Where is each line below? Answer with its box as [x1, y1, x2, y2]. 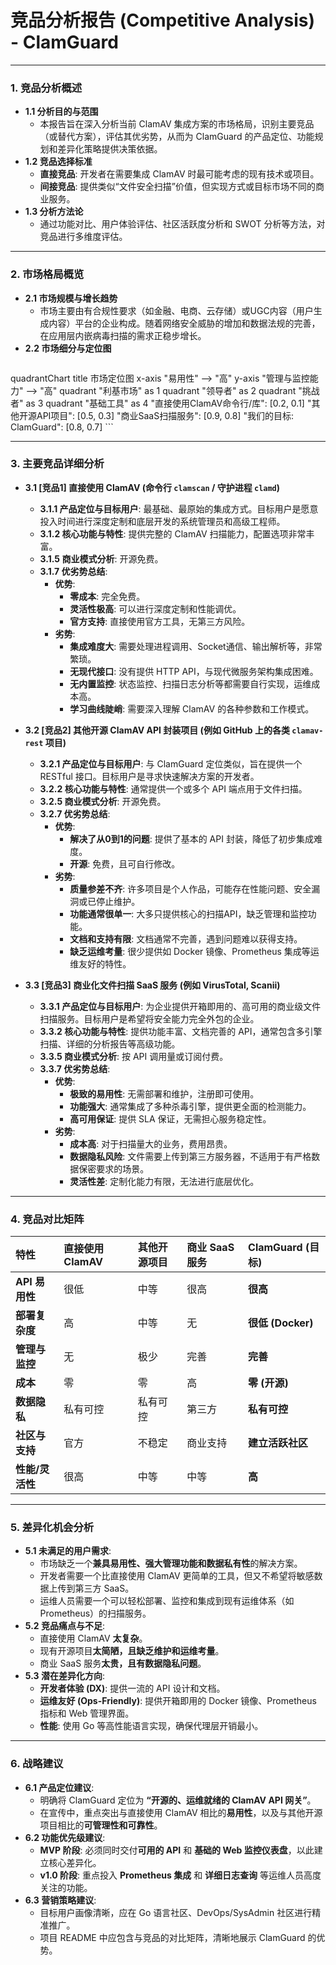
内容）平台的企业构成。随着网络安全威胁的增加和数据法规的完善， [48, 317, 321, 329]
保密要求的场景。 [78, 1162, 150, 1175]
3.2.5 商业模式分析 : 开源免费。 [39, 795, 167, 807]
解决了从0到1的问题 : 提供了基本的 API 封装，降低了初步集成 [69, 832, 314, 845]
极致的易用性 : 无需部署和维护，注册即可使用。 [69, 1087, 260, 1100]
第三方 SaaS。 [74, 1582, 135, 1595]
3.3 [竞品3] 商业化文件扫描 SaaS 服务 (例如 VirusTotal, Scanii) [24, 979, 281, 991]
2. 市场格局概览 [10, 267, 85, 281]
